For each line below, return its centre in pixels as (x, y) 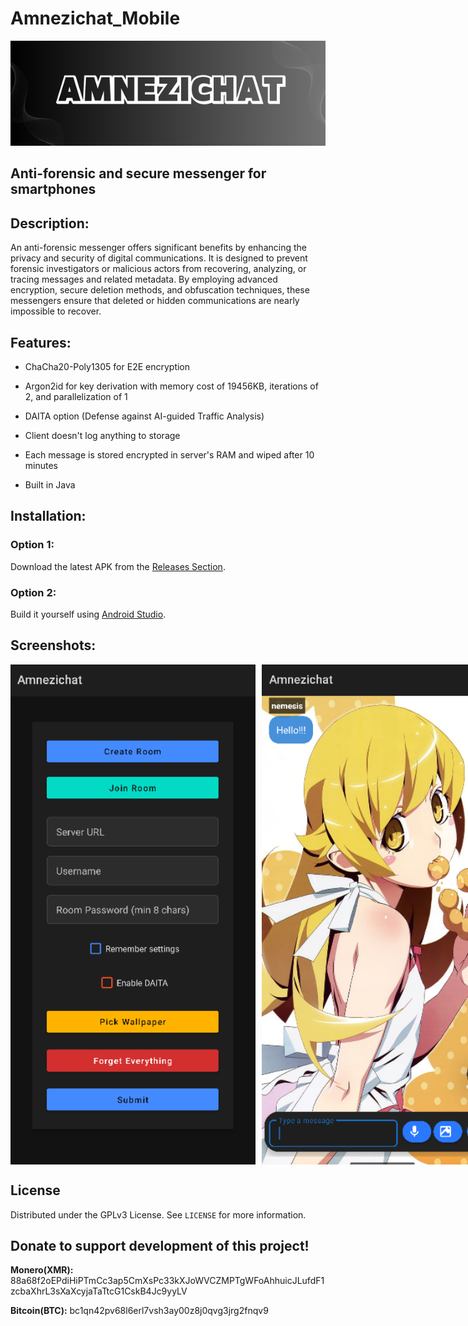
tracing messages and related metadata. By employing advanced (144, 279)
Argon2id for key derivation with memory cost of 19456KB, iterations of (171, 386)
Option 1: (32, 545)
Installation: (48, 516)
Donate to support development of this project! (160, 1245)
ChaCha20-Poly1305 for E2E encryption (107, 366)
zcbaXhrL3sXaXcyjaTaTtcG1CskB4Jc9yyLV (99, 1291)
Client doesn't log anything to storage (102, 435)
